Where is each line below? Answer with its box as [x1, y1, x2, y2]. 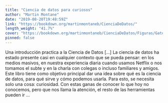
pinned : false [5, 36, 35, 41]
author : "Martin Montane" [5, 12, 59, 17]
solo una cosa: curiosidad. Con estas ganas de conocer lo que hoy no [5, 81, 149, 87]
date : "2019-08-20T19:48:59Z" [5, 17, 68, 22]
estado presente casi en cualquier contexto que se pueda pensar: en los [5, 54, 154, 60]
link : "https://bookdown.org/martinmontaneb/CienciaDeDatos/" [5, 21, 137, 27]
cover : [5, 31, 19, 36]
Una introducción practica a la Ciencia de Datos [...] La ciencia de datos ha [5, 49, 159, 55]
